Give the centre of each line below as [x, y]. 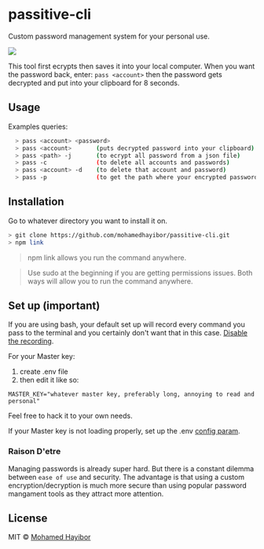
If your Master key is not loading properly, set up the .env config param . [125, 431]
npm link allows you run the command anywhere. [107, 258]
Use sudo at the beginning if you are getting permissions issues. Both [140, 273]
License [28, 519]
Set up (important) [54, 305]
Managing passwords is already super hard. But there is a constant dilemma [131, 468]
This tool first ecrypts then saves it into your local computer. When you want [132, 66]
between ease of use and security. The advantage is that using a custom [126, 477]
